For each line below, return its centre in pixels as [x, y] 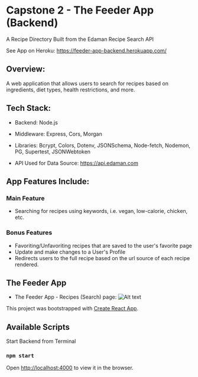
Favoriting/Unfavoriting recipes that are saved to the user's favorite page [103, 245]
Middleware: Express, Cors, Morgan [58, 134]
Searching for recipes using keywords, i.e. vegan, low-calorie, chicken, [101, 211]
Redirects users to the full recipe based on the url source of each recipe [102, 258]
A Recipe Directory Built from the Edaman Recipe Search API [80, 39]
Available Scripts [38, 327]
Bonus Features [29, 232]
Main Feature [25, 198]
